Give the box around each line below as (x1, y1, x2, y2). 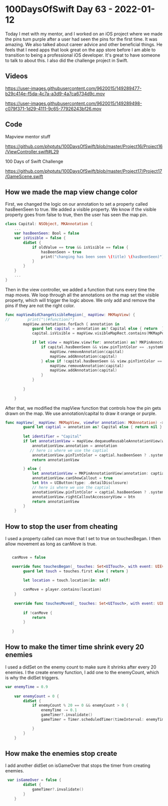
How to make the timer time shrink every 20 (5, 643, 144, 652)
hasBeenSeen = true (40, 249, 81, 254)
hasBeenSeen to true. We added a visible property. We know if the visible (5, 207, 156, 213)
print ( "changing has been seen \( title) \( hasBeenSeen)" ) (40, 254, 164, 259)
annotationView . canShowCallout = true (31, 475, 113, 481)
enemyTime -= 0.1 (40, 708, 77, 713)
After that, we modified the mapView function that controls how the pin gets (5, 405, 161, 411)
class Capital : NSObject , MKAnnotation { (5, 222, 93, 227)
